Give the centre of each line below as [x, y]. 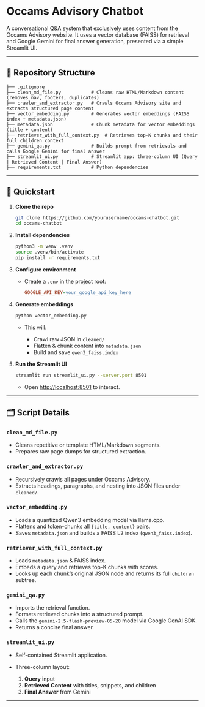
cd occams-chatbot [38, 224]
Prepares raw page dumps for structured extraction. [81, 452]
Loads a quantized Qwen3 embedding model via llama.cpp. [90, 520]
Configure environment [45, 269]
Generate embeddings [44, 304]
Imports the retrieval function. [52, 608]
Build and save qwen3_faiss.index [76, 352]
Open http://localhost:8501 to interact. [72, 387]
